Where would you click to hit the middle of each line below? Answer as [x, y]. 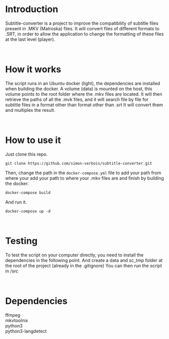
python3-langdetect [26, 331]
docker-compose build [28, 192]
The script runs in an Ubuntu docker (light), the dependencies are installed [83, 83]
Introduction [32, 9]
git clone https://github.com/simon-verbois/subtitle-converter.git [79, 163]
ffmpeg [13, 315]
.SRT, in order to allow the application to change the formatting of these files [84, 34]
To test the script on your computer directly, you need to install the [74, 255]
